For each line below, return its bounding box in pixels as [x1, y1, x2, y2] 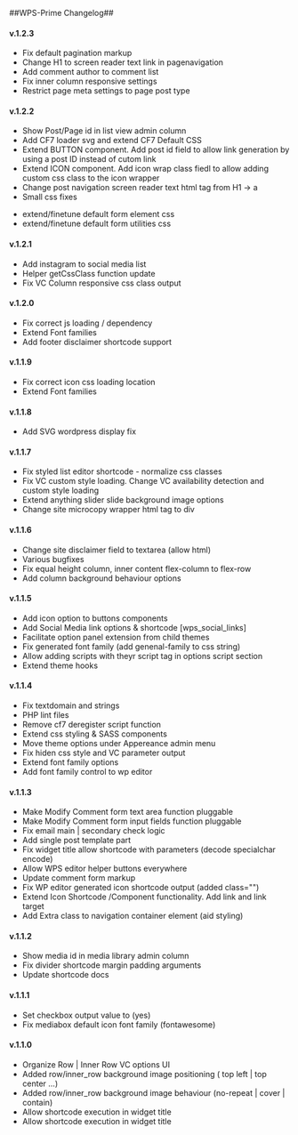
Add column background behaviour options [21, 573, 181, 584]
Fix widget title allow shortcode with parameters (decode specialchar [21, 844, 276, 855]
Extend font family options [21, 757, 119, 768]
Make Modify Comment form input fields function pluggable [21, 816, 242, 826]
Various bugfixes [21, 553, 85, 564]
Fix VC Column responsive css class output [21, 278, 181, 288]
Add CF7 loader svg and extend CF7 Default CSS [21, 135, 202, 146]
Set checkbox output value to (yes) [21, 1010, 151, 1020]
